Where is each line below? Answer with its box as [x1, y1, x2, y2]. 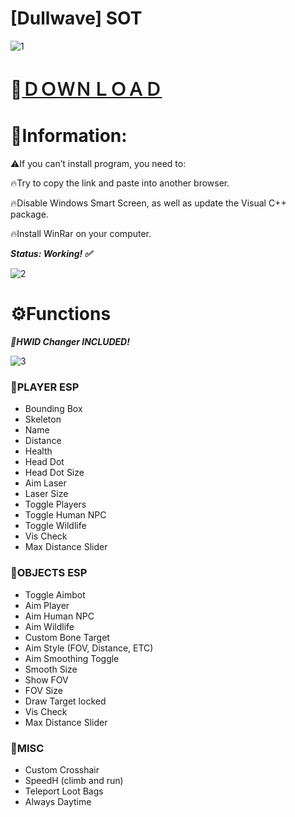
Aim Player [24, 599, 70, 611]
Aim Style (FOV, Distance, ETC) [24, 642, 154, 654]
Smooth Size [24, 663, 78, 675]
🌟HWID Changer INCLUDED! [10, 336, 130, 347]
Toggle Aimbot [24, 588, 86, 601]
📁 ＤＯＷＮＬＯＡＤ [10, 78, 163, 101]
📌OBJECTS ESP [10, 566, 88, 580]
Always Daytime [24, 795, 92, 807]
